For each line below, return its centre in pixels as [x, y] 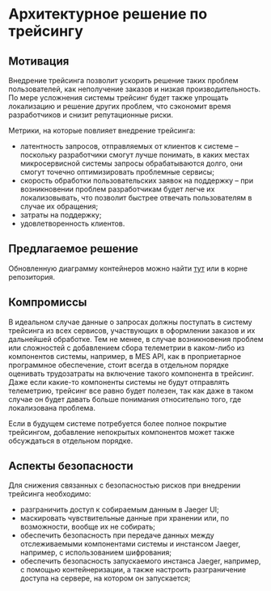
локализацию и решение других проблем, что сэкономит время [120, 106]
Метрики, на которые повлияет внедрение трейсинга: [102, 131]
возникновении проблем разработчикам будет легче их [117, 189]
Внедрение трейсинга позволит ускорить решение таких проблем [123, 80]
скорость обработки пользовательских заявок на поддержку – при [136, 180]
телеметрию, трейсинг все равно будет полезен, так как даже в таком [131, 390]
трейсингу [46, 31]
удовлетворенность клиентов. [72, 224]
